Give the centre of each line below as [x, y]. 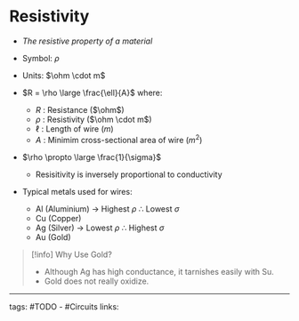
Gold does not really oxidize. [97, 281]
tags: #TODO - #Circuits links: [64, 306]
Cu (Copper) [58, 218]
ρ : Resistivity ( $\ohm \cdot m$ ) [94, 119]
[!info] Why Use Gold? [72, 254]
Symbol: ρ [40, 58]
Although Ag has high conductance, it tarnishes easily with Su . [159, 271]
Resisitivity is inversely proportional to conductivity [129, 174]
